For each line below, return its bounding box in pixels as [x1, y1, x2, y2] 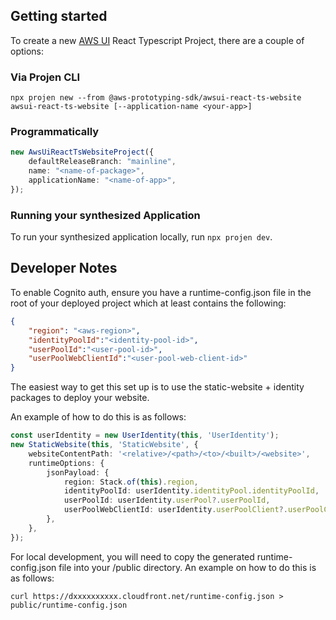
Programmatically [10, 125, 100, 139]
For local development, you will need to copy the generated [10, 550, 255, 563]
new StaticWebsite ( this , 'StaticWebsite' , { [10, 440, 199, 450]
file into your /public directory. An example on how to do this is [58, 561, 317, 573]
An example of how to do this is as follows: [10, 411, 187, 423]
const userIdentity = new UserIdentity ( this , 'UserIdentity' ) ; [10, 430, 280, 441]
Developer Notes [10, 260, 118, 277]
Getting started [10, 8, 108, 25]
